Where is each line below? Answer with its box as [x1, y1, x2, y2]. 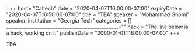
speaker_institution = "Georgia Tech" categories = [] [6, 17, 132, 24]
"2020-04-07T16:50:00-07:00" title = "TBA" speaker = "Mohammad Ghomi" [6, 11, 190, 18]
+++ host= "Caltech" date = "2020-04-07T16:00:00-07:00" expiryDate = [6, 5, 182, 12]
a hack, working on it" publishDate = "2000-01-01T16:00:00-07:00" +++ [6, 29, 180, 36]
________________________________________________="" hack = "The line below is [6, 23, 189, 30]
